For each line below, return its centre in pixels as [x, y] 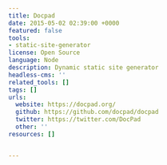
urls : [17, 97]
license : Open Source [44, 53]
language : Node [34, 61]
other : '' [32, 127]
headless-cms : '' [37, 75]
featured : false [35, 30]
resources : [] [32, 134]
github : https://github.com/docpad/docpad [87, 112]
